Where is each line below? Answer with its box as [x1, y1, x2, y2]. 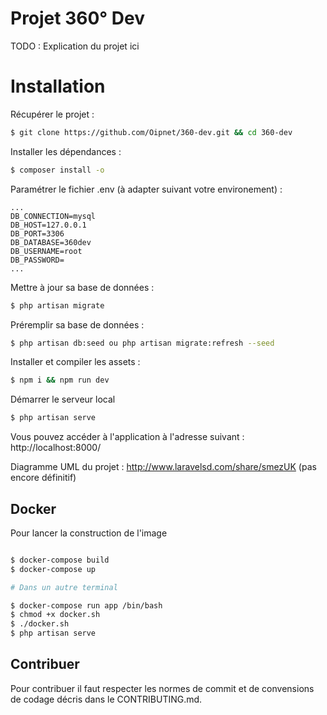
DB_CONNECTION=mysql [10, 211, 97, 221]
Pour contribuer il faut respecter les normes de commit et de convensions [10, 682, 315, 694]
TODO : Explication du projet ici [10, 40, 140, 52]
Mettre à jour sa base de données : [10, 281, 155, 293]
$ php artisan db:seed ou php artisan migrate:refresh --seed [10, 338, 275, 348]
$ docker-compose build [10, 555, 110, 565]
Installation [10, 75, 106, 98]
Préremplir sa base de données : [10, 318, 145, 331]
